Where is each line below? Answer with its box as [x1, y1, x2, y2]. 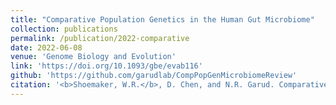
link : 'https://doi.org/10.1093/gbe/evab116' [10, 61, 203, 71]
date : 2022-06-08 [10, 42, 83, 53]
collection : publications [10, 24, 118, 34]
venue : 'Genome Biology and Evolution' [10, 52, 177, 62]
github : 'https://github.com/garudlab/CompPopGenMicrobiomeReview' [10, 71, 298, 81]
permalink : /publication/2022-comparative [10, 33, 190, 43]
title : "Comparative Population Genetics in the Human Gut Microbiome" [10, 14, 315, 25]
